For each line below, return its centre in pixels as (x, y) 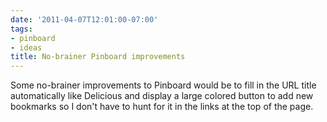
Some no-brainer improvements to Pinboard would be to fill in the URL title (163, 85)
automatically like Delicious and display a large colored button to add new (162, 96)
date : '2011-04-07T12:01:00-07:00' (84, 19)
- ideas (26, 47)
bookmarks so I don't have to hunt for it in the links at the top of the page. (162, 107)
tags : (21, 29)
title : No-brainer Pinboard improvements (98, 57)
